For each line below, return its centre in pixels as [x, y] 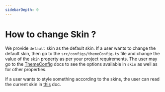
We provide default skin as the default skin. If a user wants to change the [81, 48]
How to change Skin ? [51, 34]
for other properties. [26, 69]
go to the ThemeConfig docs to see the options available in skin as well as [81, 64]
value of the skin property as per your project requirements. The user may [81, 59]
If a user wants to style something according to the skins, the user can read [82, 79]
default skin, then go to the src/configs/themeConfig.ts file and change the [82, 53]
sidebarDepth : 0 [22, 10]
